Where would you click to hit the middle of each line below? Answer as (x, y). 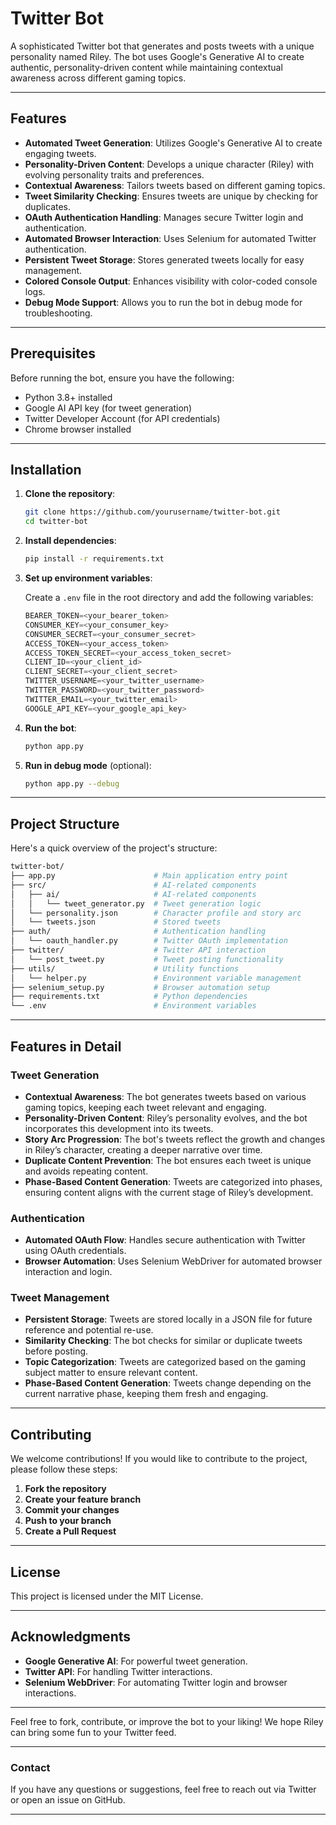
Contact (30, 1767)
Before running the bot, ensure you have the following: (122, 378)
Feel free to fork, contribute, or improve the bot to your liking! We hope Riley (167, 1721)
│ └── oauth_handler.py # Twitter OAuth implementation (149, 941)
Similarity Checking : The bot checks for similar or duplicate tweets (163, 1341)
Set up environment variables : (88, 578)
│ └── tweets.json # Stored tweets (116, 922)
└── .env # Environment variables (133, 1006)
